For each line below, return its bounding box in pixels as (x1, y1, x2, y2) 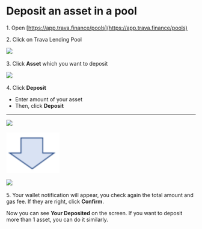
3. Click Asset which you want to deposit (6, 60, 108, 67)
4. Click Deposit (6, 84, 46, 91)
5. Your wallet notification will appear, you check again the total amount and (6, 191, 194, 198)
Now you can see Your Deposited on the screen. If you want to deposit (6, 209, 183, 216)
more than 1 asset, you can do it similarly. (6, 216, 108, 223)
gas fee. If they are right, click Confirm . (6, 198, 104, 205)
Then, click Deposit (14, 102, 64, 109)
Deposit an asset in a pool (6, 4, 137, 18)
